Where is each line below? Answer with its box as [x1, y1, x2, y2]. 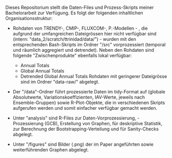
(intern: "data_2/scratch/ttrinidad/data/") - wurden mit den [12, 36, 136, 42]
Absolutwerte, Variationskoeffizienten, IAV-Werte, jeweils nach [12, 94, 145, 100]
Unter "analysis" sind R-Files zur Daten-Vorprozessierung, [12, 115, 137, 121]
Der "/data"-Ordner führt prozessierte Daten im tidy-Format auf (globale [12, 89, 165, 94]
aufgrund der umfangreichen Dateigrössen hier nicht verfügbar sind [12, 31, 157, 36]
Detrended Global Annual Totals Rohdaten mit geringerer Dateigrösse [20, 73, 167, 79]
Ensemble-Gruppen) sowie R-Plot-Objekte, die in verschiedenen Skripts [12, 100, 165, 106]
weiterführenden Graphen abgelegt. [12, 147, 89, 153]
